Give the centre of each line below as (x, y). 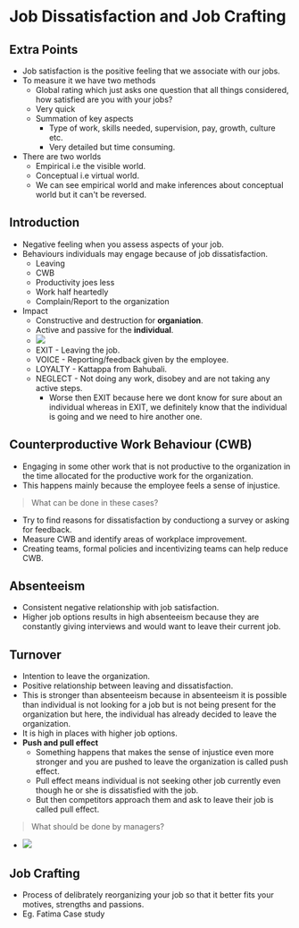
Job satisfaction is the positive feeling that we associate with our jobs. (151, 71)
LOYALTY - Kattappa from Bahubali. (101, 369)
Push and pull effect (60, 743)
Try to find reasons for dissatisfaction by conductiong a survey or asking (156, 520)
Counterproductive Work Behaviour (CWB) (131, 445)
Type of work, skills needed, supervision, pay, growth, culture (162, 128)
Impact (35, 311)
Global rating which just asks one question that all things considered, (162, 90)
